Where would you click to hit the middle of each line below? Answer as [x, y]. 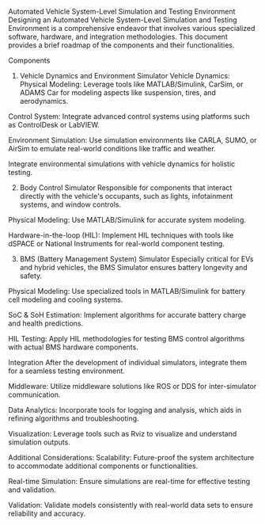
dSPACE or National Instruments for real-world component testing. [117, 244]
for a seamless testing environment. [66, 371]
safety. [31, 276]
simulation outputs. [40, 442]
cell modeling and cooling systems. [66, 299]
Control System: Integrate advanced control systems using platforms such [129, 116]
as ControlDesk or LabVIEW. [54, 125]
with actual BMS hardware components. [73, 347]
